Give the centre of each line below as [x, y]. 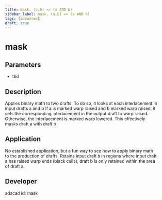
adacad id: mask [21, 193]
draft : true [17, 23]
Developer [21, 181]
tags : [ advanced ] [23, 18]
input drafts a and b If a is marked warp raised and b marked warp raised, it [80, 108]
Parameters [23, 65]
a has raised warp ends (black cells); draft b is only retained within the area [80, 161]
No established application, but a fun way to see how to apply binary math [79, 151]
